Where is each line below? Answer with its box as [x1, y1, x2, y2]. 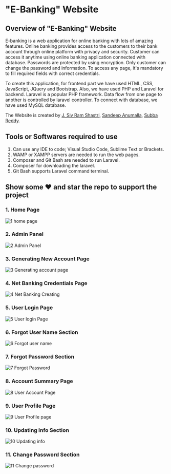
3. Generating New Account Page [5, 255, 90, 262]
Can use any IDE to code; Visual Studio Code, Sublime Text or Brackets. [12, 146, 164, 152]
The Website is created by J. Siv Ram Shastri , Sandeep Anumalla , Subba [5, 112, 158, 118]
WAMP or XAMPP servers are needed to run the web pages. [12, 151, 140, 158]
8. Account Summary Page [5, 377, 73, 385]
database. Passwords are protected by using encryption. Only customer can [5, 60, 166, 65]
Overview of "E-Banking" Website [5, 24, 117, 33]
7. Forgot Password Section [5, 353, 75, 360]
